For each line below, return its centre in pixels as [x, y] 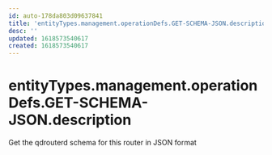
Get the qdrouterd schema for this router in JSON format [102, 143]
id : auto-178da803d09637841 [56, 16]
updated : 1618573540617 [49, 38]
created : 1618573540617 [49, 46]
